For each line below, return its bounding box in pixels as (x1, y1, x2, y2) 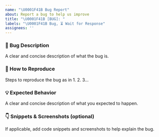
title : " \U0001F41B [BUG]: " (5, 16, 65, 21)
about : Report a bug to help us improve (5, 12, 90, 17)
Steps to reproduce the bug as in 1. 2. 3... (5, 77, 89, 83)
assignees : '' (5, 26, 35, 31)
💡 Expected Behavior (5, 89, 57, 96)
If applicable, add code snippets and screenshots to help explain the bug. (5, 126, 155, 132)
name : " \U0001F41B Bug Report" (5, 7, 70, 12)
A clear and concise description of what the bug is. (5, 53, 109, 59)
